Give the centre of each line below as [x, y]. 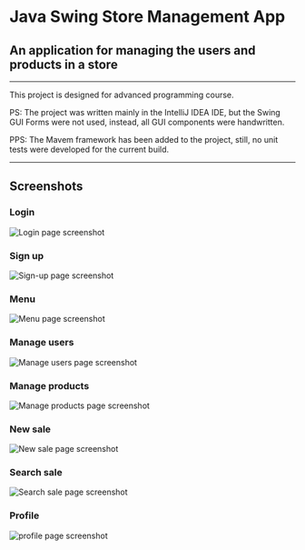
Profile [25, 515]
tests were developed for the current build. [89, 149]
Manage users [42, 343]
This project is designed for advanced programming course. [122, 95]
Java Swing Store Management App [148, 17]
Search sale [36, 473]
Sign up [27, 255]
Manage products [49, 385]
